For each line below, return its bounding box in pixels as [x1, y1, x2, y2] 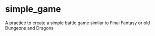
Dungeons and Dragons [5, 25, 53, 31]
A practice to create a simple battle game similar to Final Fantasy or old [5, 20, 150, 26]
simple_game [5, 3, 61, 15]
